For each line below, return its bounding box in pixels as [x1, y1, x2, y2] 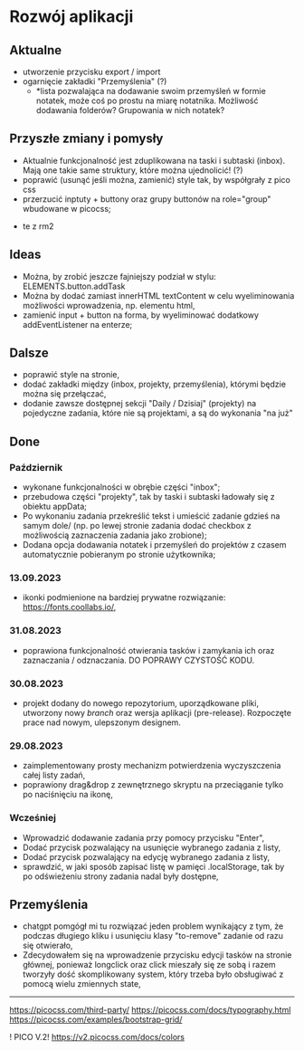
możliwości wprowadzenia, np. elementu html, [22, 300, 195, 311]
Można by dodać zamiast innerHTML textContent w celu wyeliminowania [22, 290, 295, 301]
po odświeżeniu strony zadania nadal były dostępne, [22, 871, 219, 882]
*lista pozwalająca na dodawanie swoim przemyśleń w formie [35, 86, 267, 96]
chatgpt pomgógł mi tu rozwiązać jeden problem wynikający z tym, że [22, 921, 284, 932]
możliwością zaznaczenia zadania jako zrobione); [22, 530, 207, 540]
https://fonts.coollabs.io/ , [22, 602, 117, 613]
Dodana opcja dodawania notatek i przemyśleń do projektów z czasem [22, 540, 287, 550]
